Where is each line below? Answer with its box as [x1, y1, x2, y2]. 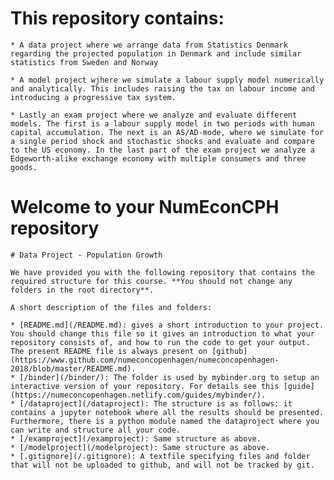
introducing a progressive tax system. [10, 92, 177, 102]
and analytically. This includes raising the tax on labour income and [10, 83, 315, 94]
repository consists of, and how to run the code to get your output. [10, 337, 311, 347]
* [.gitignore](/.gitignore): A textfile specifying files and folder [10, 451, 311, 461]
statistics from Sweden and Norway [10, 57, 159, 67]
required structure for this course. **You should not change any [10, 276, 293, 286]
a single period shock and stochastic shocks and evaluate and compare [10, 136, 315, 146]
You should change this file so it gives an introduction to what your [10, 328, 315, 339]
